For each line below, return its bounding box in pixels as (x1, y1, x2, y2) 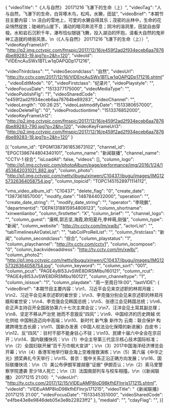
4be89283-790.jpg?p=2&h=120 (5, 124, 71, 129)
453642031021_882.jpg (5, 168, 55, 173)
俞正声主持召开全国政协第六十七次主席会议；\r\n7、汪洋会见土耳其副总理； (5, 305, 162, 310)
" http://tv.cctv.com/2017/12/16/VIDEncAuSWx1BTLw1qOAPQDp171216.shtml (5, 74, 162, 80)
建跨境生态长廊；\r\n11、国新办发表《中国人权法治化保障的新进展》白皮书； (5, 323, 163, 330)
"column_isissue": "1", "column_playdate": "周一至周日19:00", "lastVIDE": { (5, 279, 160, 285)
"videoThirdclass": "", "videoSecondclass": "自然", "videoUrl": (5, 68, 134, 74)
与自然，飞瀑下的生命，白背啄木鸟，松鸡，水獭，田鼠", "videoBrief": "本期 (5, 11, 159, 17)
